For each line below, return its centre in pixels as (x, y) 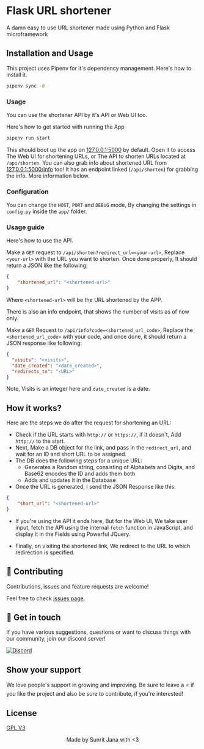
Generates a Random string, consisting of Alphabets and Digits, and (110, 467)
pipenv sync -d (26, 86)
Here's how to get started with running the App (66, 127)
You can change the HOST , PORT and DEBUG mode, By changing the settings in (101, 205)
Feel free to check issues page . (46, 598)
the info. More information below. (48, 176)
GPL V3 (16, 728)
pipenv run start (28, 138)
